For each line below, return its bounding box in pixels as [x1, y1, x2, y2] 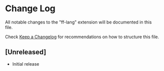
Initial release [12, 61, 39, 67]
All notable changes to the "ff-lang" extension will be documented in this [5, 19, 152, 25]
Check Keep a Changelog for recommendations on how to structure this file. [5, 34, 160, 40]
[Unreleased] [5, 48, 47, 56]
